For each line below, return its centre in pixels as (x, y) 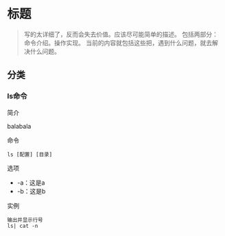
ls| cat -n (23, 226)
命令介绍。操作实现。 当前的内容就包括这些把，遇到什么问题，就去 (118, 42)
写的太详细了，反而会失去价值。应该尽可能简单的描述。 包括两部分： (121, 34)
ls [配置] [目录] (30, 155)
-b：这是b (31, 191)
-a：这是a (31, 183)
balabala (19, 126)
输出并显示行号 (25, 220)
